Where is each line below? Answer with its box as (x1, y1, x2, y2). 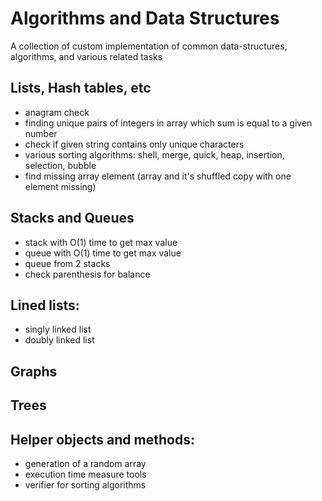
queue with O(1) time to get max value (24, 247, 182, 259)
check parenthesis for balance (24, 268, 151, 280)
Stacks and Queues (10, 210, 135, 227)
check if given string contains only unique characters (24, 138, 245, 150)
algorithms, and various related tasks (10, 50, 163, 62)
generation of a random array (24, 457, 147, 469)
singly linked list (24, 323, 92, 336)
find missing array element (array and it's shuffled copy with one (24, 170, 292, 182)
